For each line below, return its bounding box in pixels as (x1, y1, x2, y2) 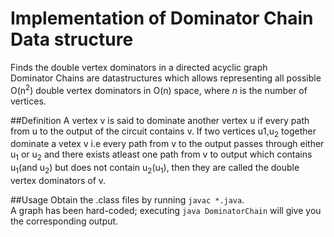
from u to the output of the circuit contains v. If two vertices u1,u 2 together (10, 125, 317, 139)
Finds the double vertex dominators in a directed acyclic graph (10, 61, 268, 73)
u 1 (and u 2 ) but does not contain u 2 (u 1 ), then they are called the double (10, 162, 300, 176)
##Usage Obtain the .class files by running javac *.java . (10, 193, 245, 206)
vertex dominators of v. (10, 174, 107, 186)
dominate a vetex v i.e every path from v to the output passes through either (10, 138, 325, 150)
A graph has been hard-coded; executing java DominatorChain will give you (10, 204, 322, 216)
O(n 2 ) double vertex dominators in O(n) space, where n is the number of (10, 82, 308, 96)
